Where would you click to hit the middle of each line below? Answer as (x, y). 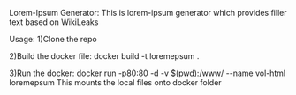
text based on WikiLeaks (54, 22)
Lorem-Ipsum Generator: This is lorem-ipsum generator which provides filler (148, 13)
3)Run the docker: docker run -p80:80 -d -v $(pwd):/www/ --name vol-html (148, 73)
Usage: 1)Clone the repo (53, 39)
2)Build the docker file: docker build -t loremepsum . (104, 56)
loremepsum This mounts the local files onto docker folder (116, 82)
